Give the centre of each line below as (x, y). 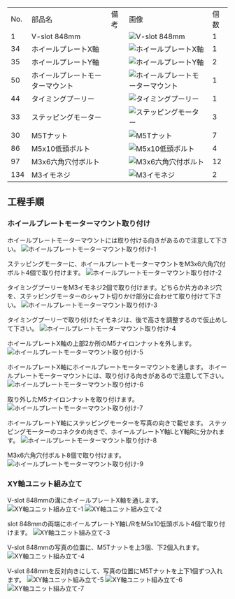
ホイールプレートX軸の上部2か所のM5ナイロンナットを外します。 (101, 343)
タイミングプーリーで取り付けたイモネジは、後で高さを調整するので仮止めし (117, 319)
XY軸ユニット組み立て (45, 484)
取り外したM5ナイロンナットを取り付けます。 (73, 399)
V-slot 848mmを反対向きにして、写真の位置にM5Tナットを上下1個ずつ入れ (115, 571)
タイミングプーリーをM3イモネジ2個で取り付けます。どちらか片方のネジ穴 (115, 287)
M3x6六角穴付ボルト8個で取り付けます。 (66, 455)
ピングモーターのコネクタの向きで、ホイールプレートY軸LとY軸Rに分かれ (113, 431)
